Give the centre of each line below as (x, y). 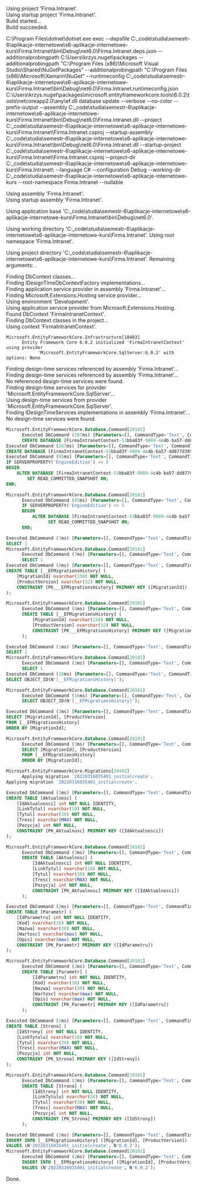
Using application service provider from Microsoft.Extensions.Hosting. (91, 308)
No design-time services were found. (51, 419)
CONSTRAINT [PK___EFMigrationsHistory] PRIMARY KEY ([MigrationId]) (102, 587)
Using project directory (34, 253)
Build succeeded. (27, 27)
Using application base (34, 211)
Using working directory (35, 229)
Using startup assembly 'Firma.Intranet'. (54, 200)
